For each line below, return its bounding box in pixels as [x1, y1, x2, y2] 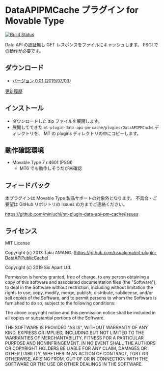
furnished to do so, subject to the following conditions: [5, 300, 115, 306]
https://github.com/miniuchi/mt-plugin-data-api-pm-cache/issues [5, 211, 138, 217]
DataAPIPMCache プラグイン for [5, 4, 139, 16]
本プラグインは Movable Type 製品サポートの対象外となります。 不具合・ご [5, 195, 158, 201]
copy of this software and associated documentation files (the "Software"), [5, 279, 157, 285]
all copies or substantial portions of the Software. [5, 315, 105, 321]
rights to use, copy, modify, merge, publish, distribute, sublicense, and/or [5, 290, 153, 296]
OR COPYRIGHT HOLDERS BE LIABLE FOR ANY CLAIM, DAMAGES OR [5, 345, 147, 351]
